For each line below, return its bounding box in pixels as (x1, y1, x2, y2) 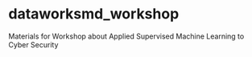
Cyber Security (8, 39, 59, 49)
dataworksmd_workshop (8, 5, 180, 23)
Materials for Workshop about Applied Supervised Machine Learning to (8, 31, 245, 41)
